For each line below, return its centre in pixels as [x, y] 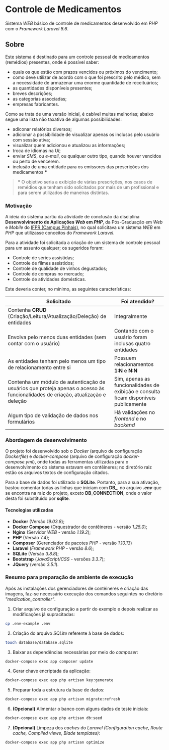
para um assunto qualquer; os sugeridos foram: [55, 248]
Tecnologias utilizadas [29, 510]
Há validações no [135, 412]
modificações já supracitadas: [44, 614]
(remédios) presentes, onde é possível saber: [52, 62]
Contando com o [134, 331]
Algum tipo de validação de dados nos [53, 415]
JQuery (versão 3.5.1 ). [35, 564]
